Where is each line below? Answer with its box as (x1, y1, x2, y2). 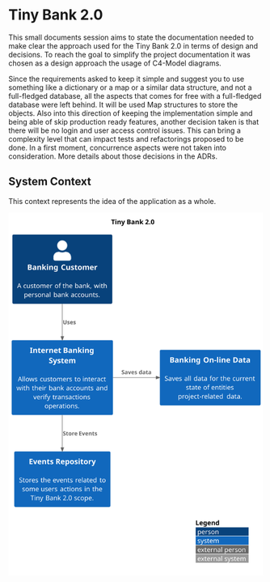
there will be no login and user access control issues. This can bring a (8, 125, 241, 135)
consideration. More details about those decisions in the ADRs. (8, 151, 218, 161)
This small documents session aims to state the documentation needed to (8, 32, 255, 42)
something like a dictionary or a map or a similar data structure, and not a (8, 83, 252, 92)
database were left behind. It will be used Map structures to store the (8, 100, 238, 109)
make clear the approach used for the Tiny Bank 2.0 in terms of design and (8, 40, 259, 50)
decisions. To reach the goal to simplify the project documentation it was (8, 49, 251, 59)
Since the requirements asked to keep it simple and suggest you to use (8, 74, 245, 83)
